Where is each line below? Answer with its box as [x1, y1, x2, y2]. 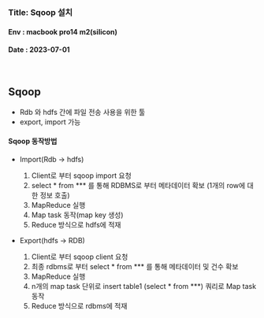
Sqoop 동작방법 [8, 136, 58, 146]
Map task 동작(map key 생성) [31, 210, 124, 220]
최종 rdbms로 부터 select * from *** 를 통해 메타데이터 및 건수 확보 [31, 261, 239, 271]
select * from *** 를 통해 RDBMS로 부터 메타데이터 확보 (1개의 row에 [31, 180, 246, 190]
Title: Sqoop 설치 [8, 6, 73, 17]
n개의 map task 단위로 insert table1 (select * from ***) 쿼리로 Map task [31, 281, 257, 290]
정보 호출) [39, 190, 70, 200]
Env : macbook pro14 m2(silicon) [8, 27, 118, 36]
